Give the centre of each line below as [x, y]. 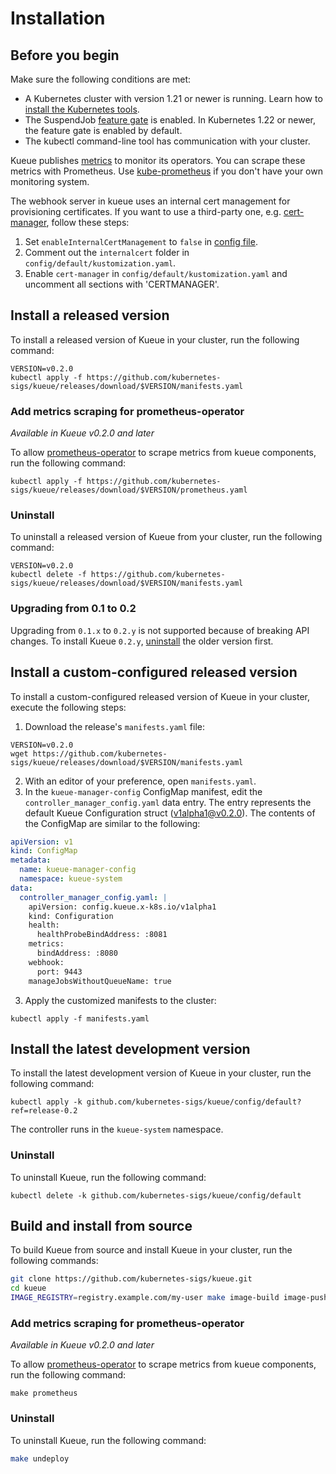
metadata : [31, 860]
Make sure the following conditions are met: [101, 79]
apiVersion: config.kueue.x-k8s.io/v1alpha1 [122, 907]
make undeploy [40, 1458]
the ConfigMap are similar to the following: [112, 823]
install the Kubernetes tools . [82, 109]
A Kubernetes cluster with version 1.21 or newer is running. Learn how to [173, 98]
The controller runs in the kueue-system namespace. [117, 1129]
